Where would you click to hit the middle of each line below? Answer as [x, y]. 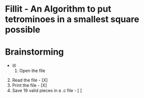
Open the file [32, 71]
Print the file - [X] [29, 85]
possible [23, 30]
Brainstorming [34, 52]
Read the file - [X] [30, 80]
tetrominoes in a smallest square [72, 19]
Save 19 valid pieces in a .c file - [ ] [47, 91]
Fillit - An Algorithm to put [58, 9]
